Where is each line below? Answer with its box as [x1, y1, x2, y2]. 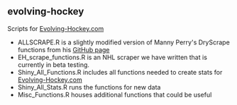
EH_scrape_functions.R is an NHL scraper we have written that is [17, 53, 208, 61]
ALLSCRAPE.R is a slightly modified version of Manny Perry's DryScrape [17, 38, 231, 47]
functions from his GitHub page [17, 45, 110, 54]
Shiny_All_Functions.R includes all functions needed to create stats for [17, 68, 223, 76]
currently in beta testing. [17, 60, 90, 69]
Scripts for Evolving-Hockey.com [7, 24, 104, 32]
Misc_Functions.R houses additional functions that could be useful [17, 90, 212, 99]
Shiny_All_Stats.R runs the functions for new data [17, 82, 161, 91]
